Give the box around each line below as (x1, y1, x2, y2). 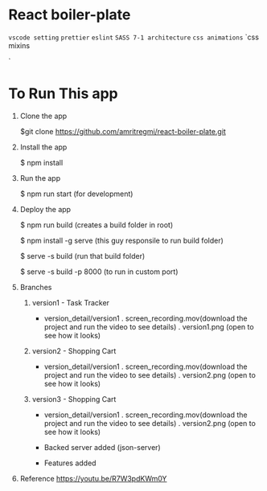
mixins (8, 40, 31, 50)
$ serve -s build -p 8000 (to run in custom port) (19, 267, 179, 276)
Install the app (19, 142, 68, 152)
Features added (43, 458, 97, 468)
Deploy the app (19, 204, 71, 214)
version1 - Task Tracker (31, 297, 110, 307)
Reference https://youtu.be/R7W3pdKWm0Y (19, 473, 167, 483)
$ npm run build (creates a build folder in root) (19, 219, 174, 230)
